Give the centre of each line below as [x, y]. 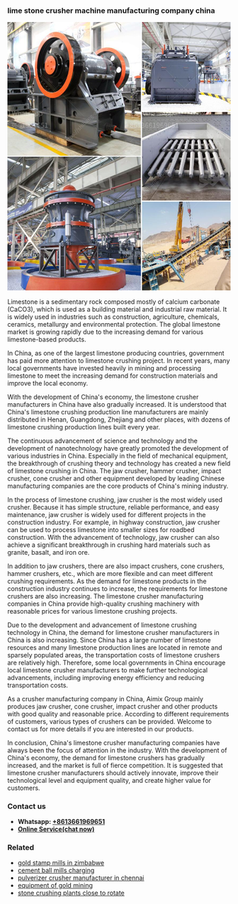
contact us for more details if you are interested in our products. [101, 729]
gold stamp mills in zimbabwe [61, 863]
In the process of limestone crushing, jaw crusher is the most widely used [115, 499]
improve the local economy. [48, 383]
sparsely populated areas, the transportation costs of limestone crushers [114, 655]
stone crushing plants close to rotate [71, 893]
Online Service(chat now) [56, 829]
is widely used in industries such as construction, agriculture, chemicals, [113, 317]
